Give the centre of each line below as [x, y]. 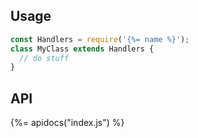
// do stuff [44, 58]
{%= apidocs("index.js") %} [67, 123]
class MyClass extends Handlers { [82, 49]
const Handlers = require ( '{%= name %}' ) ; [100, 39]
